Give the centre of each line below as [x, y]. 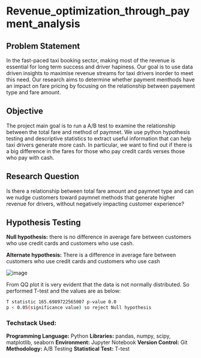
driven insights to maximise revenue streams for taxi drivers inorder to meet [100, 73]
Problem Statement [43, 46]
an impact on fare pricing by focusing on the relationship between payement [100, 86]
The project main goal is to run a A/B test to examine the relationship [91, 126]
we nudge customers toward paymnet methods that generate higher [91, 197]
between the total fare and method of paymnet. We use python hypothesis [98, 132]
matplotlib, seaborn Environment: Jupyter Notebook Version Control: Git [97, 342]
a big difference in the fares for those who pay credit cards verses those [95, 151]
